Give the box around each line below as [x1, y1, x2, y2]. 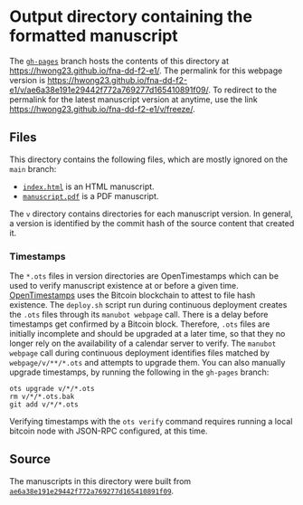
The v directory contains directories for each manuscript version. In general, [9, 208, 294, 219]
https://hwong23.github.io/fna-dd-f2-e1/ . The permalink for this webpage [9, 65, 283, 76]
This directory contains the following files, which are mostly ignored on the [9, 154, 288, 165]
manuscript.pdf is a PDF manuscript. [22, 190, 159, 201]
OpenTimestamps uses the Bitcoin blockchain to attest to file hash [9, 290, 256, 300]
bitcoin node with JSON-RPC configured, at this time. [9, 425, 208, 436]
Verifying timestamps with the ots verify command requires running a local [9, 416, 293, 427]
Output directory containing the [9, 6, 253, 27]
